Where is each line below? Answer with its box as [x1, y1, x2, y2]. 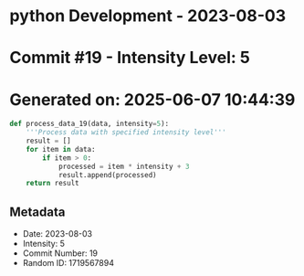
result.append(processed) [58, 170, 157, 179]
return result [26, 179, 79, 188]
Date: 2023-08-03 [22, 228, 93, 239]
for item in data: [26, 144, 96, 154]
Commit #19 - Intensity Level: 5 [9, 48, 251, 69]
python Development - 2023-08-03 [9, 5, 286, 27]
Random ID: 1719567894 [22, 258, 114, 269]
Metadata [9, 204, 66, 219]
